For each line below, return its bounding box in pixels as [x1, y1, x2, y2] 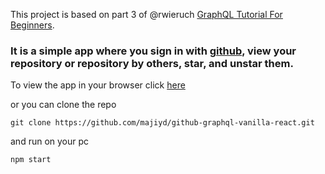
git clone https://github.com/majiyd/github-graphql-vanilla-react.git [10, 118, 315, 128]
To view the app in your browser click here [10, 79, 186, 91]
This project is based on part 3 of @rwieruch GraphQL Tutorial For [10, 9, 283, 20]
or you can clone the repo [10, 99, 117, 111]
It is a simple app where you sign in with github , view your [10, 44, 297, 58]
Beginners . [10, 19, 55, 31]
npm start [10, 155, 52, 165]
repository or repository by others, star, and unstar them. [10, 56, 294, 70]
